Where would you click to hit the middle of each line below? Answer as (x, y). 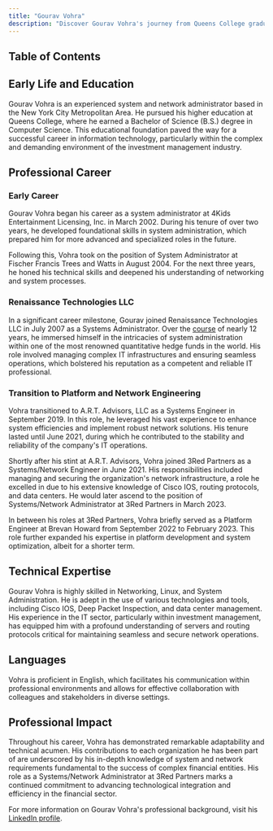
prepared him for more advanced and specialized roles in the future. (123, 239)
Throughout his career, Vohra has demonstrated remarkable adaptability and (136, 742)
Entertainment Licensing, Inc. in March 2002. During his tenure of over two (133, 222)
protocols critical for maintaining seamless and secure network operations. (134, 634)
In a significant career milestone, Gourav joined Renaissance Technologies (133, 320)
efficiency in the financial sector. (63, 794)
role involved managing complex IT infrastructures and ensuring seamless (132, 354)
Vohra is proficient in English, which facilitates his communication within (129, 680)
